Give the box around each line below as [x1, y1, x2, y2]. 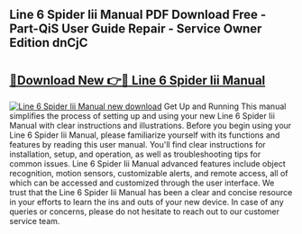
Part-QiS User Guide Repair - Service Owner [9, 22, 262, 37]
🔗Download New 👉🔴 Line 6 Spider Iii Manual [9, 72, 266, 88]
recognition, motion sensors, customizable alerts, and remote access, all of [9, 168, 288, 178]
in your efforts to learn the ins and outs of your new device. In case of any [9, 197, 284, 207]
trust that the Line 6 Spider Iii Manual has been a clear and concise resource [9, 187, 293, 197]
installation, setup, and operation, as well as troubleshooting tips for [9, 148, 261, 159]
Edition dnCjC [9, 35, 88, 50]
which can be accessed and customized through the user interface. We [9, 177, 275, 188]
